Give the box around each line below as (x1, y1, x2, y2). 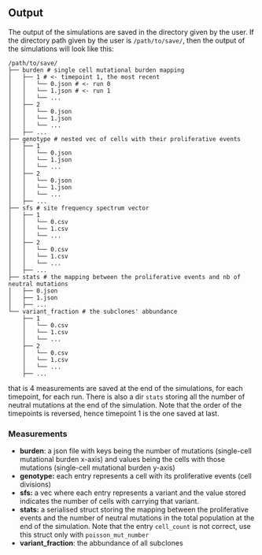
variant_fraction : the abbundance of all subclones (19, 538, 183, 548)
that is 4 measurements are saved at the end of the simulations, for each (8, 383, 244, 393)
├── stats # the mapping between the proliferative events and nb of (8, 273, 242, 281)
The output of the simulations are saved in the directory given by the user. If (8, 27, 254, 36)
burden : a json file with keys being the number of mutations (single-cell (19, 446, 252, 456)
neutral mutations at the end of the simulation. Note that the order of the (8, 400, 242, 409)
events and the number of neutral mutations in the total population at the (19, 513, 255, 523)
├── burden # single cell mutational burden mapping (8, 66, 185, 74)
